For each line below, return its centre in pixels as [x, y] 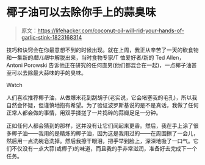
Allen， [175, 57]
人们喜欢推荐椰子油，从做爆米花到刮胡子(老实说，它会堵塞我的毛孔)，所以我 [102, 97]
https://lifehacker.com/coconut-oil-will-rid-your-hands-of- [111, 30]
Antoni [15, 65]
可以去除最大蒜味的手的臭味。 [49, 72]
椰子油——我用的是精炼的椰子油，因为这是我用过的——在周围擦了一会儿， [105, 133]
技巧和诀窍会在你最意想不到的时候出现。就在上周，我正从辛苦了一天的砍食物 [103, 50]
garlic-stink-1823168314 [52, 37]
